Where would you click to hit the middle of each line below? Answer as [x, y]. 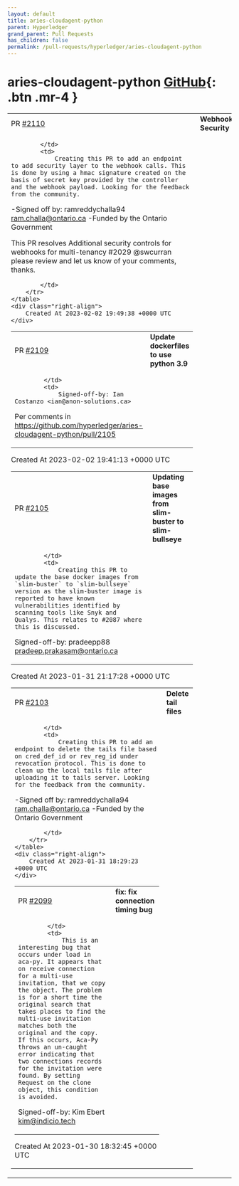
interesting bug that [54, 947]
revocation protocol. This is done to [80, 763]
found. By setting [49, 1075]
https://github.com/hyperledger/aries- [79, 425]
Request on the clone [54, 1082]
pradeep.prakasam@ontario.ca [67, 650]
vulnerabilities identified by [68, 605]
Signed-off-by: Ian [91, 394]
